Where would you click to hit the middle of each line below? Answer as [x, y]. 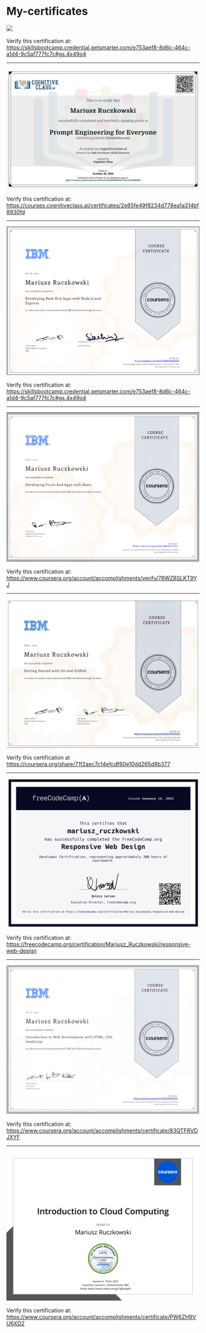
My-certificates [47, 11]
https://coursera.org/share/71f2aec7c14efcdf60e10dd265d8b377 [88, 764]
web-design [21, 951]
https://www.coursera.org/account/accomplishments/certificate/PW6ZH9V [101, 1317]
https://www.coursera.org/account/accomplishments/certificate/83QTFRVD [102, 1131]
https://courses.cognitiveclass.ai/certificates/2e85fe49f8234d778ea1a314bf [103, 206]
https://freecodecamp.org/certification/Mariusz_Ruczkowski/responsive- [99, 944]
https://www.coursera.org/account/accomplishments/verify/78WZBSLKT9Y [102, 578]
